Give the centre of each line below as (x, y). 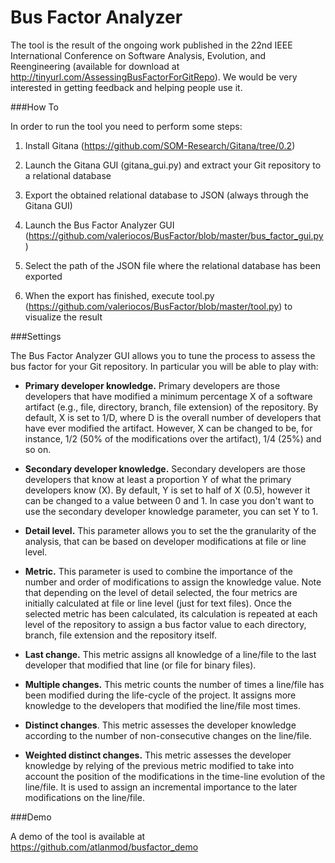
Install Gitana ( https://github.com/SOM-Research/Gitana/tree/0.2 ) (160, 145)
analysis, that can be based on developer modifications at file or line (165, 541)
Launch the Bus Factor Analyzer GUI (99, 225)
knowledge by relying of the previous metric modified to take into (159, 765)
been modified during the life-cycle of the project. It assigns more (160, 695)
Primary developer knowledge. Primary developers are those (152, 385)
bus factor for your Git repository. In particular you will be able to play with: (164, 366)
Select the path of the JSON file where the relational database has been (172, 265)
